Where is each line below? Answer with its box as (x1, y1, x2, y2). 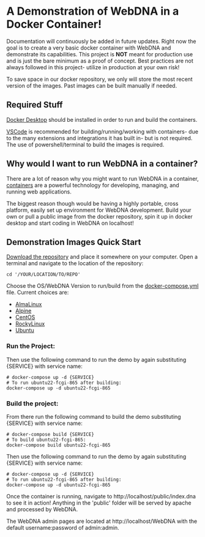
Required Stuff (6, 100, 63, 110)
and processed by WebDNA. (6, 505, 78, 513)
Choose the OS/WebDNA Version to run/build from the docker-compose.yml (6, 282, 199, 290)
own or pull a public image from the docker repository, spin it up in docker (6, 212, 193, 220)
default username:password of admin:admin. (6, 524, 119, 531)
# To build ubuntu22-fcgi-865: (6, 437, 86, 443)
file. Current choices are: (6, 289, 69, 296)
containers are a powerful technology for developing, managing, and (6, 181, 179, 189)
